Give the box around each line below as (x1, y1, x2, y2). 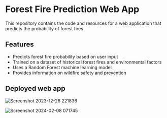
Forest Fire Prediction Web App (5, 4, 140, 15)
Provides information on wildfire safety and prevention (12, 70, 127, 76)
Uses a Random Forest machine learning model (12, 64, 112, 70)
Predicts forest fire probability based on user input (12, 53, 118, 60)
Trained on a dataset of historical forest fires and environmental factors (12, 59, 162, 65)
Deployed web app (5, 84, 66, 93)
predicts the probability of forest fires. (5, 25, 85, 31)
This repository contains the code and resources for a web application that (5, 20, 161, 26)
